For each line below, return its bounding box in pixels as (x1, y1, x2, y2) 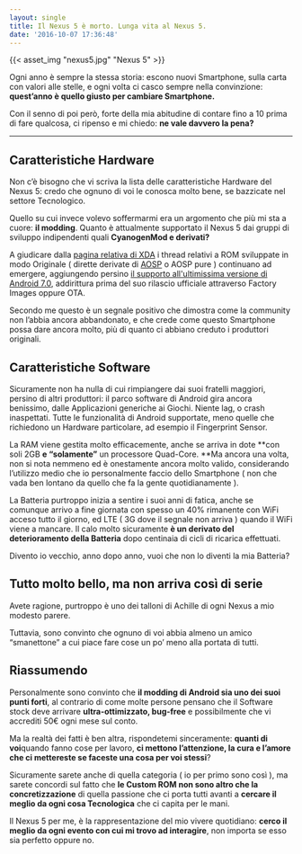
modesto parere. (9, 609, 71, 620)
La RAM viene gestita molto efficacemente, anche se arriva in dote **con (9, 440, 280, 449)
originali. (9, 334, 42, 344)
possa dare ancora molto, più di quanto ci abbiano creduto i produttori (9, 325, 270, 335)
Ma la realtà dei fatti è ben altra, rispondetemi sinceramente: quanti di (9, 733, 268, 743)
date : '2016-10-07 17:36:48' (9, 30, 119, 39)
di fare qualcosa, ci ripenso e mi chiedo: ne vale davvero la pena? (9, 118, 254, 129)
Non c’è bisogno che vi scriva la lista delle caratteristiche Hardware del (9, 176, 272, 187)
